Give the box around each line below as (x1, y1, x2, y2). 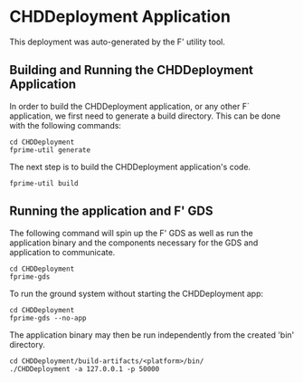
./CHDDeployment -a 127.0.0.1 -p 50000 (9, 364, 160, 373)
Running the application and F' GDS (9, 204, 213, 219)
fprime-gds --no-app (9, 313, 88, 322)
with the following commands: (9, 120, 122, 130)
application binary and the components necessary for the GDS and (9, 237, 259, 248)
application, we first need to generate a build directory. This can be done (9, 110, 281, 121)
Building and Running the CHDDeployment (9, 62, 253, 78)
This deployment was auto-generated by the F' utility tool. (9, 36, 226, 47)
